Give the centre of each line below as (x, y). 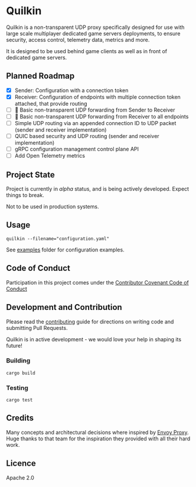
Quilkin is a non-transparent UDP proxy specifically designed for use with (95, 27)
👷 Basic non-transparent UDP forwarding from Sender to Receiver (95, 110)
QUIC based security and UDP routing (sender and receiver (87, 136)
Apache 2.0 (20, 478)
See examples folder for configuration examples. (66, 250)
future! (14, 345)
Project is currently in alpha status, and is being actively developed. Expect (98, 189)
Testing (17, 388)
